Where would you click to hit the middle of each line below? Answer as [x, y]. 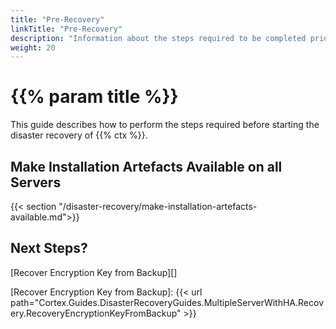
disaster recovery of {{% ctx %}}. [79, 135]
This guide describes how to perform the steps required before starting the [165, 125]
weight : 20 [33, 47]
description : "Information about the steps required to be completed [158, 38]
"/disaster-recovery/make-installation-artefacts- [158, 206]
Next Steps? [49, 248]
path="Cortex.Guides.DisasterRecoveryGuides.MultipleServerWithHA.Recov [167, 302]
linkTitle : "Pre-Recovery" [66, 29]
